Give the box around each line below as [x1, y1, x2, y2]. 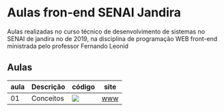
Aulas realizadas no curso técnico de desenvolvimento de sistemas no [7, 27, 206, 36]
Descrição [31, 82, 66, 92]
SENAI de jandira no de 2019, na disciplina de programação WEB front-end [7, 34, 218, 42]
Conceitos [31, 94, 65, 103]
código [71, 82, 96, 92]
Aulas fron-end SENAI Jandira [7, 5, 182, 20]
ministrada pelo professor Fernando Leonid [7, 42, 128, 50]
